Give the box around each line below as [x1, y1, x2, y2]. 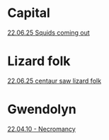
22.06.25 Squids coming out [7, 28, 90, 37]
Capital [7, 5, 51, 21]
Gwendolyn [7, 101, 76, 117]
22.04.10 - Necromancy [7, 124, 76, 133]
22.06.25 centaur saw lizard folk [7, 76, 101, 85]
